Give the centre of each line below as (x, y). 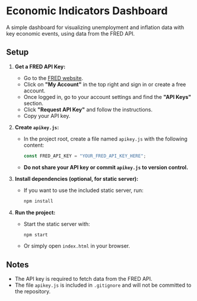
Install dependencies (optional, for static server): (77, 178)
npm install (38, 201)
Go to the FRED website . (53, 78)
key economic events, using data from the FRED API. (71, 33)
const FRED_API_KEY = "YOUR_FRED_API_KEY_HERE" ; (85, 156)
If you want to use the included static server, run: (83, 190)
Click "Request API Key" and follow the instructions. (88, 109)
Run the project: (35, 212)
